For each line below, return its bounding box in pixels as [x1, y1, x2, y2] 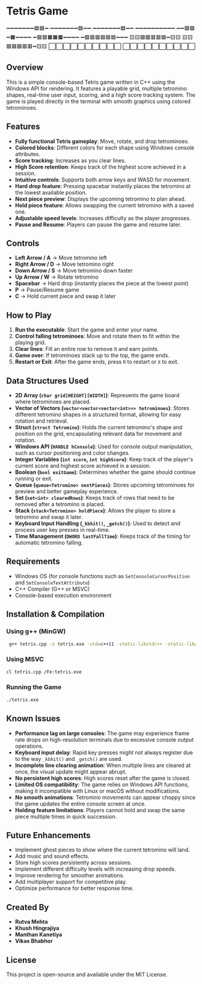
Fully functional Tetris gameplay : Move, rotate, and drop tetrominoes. [14, 137, 189, 145]
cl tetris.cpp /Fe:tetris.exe [6, 669, 82, 675]
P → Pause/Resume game [14, 286, 79, 294]
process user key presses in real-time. [14, 526, 110, 533]
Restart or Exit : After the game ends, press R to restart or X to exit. [14, 358, 179, 365]
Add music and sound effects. [14, 853, 90, 860]
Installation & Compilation [6, 609, 105, 619]
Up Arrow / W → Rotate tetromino [14, 273, 99, 281]
